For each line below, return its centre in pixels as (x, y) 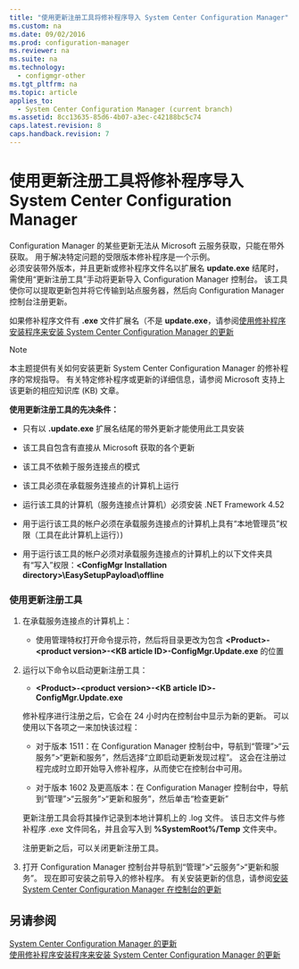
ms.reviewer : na (39, 51)
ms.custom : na (36, 26)
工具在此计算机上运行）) (80, 534)
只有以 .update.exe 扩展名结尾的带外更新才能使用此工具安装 (133, 428)
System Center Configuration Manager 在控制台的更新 (121, 889)
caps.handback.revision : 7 (59, 134)
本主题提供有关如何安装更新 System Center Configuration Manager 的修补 (145, 368)
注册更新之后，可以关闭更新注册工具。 (92, 848)
